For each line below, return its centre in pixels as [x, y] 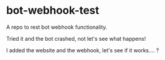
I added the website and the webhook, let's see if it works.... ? [82, 50]
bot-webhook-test [53, 10]
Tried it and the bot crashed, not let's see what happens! [76, 38]
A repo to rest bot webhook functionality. [57, 27]
